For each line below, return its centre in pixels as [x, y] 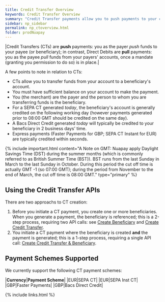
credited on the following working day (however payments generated [82, 113]
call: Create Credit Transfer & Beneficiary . [54, 243]
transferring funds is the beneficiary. [49, 102]
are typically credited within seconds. [50, 139]
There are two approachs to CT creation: [46, 202]
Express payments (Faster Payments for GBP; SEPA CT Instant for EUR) [84, 134]
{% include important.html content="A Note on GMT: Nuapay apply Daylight [82, 149]
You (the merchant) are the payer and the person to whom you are [79, 97]
